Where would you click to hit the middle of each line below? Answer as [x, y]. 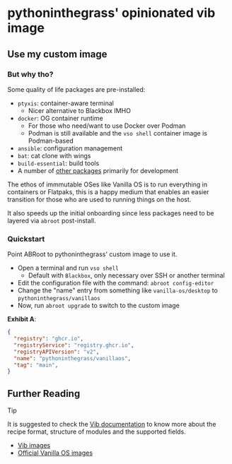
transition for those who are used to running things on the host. [99, 199]
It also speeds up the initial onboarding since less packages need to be [111, 213]
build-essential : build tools [58, 163]
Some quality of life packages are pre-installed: [76, 89]
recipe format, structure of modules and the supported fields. [97, 432]
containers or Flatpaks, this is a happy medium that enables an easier [109, 191]
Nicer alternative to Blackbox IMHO [79, 110]
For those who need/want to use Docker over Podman [107, 126]
